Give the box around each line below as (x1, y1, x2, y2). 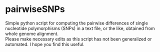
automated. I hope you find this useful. (5, 41, 85, 47)
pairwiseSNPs (5, 3, 65, 15)
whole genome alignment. (5, 30, 59, 36)
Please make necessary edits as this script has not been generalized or (5, 36, 152, 42)
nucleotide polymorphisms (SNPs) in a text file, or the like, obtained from (5, 25, 155, 31)
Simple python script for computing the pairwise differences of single (5, 20, 148, 26)
